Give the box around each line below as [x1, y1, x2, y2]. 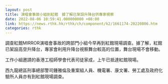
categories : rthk [5, 26, 41, 31]
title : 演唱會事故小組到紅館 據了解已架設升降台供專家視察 [5, 12, 114, 17]
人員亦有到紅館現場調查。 [13, 74, 66, 80]
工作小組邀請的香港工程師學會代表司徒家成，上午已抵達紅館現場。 [5, 57, 141, 63]
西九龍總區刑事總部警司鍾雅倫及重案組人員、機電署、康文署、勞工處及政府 [5, 68, 158, 74]
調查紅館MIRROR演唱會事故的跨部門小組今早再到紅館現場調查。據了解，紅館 [5, 40, 162, 46]
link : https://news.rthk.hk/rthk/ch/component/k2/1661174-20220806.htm [5, 21, 157, 26]
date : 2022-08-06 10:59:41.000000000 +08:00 [5, 16, 99, 21]
